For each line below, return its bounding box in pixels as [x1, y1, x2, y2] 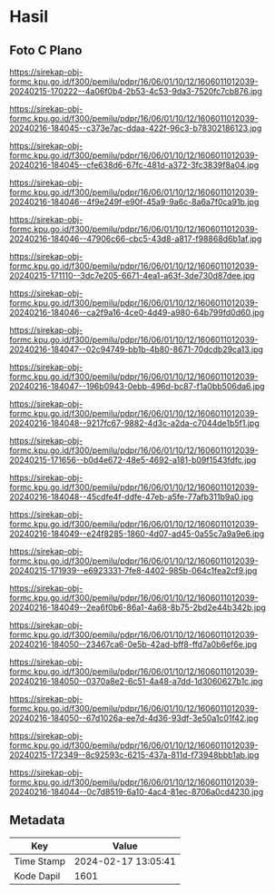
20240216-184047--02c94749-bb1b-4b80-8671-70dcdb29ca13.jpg [9, 344, 263, 355]
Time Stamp [14, 855, 66, 868]
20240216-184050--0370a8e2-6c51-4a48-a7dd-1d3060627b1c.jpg [9, 676, 263, 686]
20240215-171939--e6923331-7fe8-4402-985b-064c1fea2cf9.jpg [9, 565, 258, 575]
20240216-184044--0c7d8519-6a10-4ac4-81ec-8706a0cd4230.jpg [9, 787, 264, 797]
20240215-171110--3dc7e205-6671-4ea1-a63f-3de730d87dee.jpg [9, 270, 256, 280]
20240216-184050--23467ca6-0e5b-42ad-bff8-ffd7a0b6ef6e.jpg [9, 639, 258, 650]
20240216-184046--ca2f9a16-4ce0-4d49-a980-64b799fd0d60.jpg [9, 307, 265, 318]
